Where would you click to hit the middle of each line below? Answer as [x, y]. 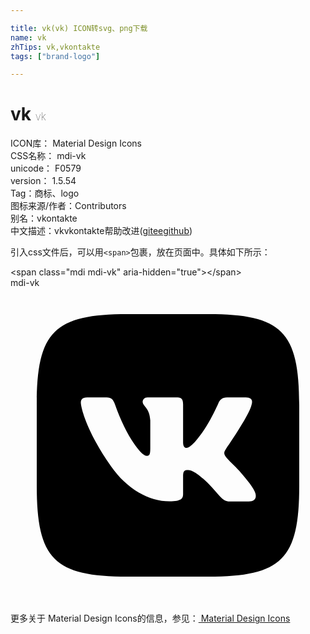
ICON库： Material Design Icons [76, 143]
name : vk [28, 37]
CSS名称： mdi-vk [48, 156]
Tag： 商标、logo [45, 193]
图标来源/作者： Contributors [68, 206]
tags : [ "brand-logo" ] [55, 56]
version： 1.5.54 [43, 181]
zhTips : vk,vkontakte [55, 47]
